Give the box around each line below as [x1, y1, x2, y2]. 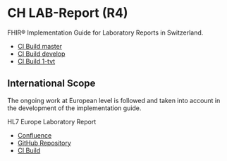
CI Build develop [17, 49, 66, 58]
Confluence [17, 131, 52, 139]
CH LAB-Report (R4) [7, 5, 128, 21]
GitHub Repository [17, 138, 72, 147]
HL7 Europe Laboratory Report [7, 117, 97, 126]
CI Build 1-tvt [17, 56, 56, 65]
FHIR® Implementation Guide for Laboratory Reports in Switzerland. [7, 28, 204, 37]
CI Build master [17, 42, 62, 50]
